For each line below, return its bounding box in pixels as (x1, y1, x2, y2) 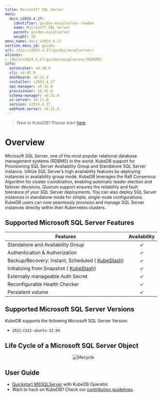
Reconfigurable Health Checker (7, 280, 79, 287)
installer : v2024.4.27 (9, 79, 55, 84)
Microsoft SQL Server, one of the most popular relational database (5, 153, 137, 158)
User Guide (5, 368, 40, 377)
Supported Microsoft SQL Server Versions (5, 305, 134, 313)
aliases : (5, 52, 23, 57)
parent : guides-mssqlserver (14, 30, 70, 35)
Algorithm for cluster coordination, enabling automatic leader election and (5, 178, 152, 185)
